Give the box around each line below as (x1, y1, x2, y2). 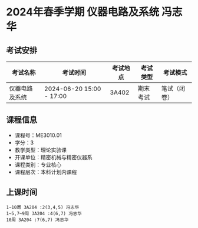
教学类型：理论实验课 (14, 146, 67, 153)
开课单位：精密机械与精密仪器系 (14, 153, 93, 160)
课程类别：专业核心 (14, 161, 62, 168)
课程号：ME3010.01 (14, 132, 62, 139)
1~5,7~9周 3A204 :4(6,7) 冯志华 (6, 210, 82, 216)
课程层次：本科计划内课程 (14, 168, 77, 175)
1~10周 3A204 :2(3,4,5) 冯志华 (6, 204, 80, 210)
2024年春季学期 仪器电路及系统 (6, 5, 160, 19)
